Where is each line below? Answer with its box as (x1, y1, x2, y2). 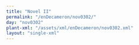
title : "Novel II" (6, 8, 51, 15)
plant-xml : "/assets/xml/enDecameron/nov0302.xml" (6, 25, 134, 31)
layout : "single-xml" (6, 30, 60, 36)
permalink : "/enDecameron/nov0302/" (6, 14, 96, 20)
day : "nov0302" (6, 19, 44, 25)
